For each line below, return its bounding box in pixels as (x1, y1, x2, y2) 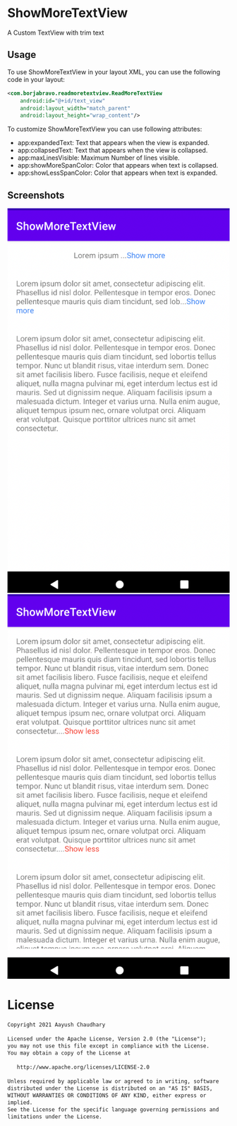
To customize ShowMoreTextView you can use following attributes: (7, 125, 202, 134)
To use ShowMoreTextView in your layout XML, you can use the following (7, 67, 221, 76)
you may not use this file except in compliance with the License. (7, 1042, 210, 1050)
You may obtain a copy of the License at (7, 1049, 131, 1057)
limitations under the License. (7, 1113, 102, 1120)
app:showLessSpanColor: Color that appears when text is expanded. (17, 168, 218, 178)
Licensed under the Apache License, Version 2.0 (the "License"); (7, 1035, 207, 1043)
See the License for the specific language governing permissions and (7, 1105, 219, 1113)
